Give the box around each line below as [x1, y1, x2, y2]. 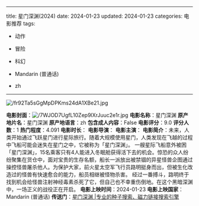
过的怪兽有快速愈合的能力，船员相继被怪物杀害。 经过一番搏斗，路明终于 [11, 171, 190, 178]
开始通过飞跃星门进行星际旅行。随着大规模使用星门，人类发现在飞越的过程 [11, 134, 193, 141]
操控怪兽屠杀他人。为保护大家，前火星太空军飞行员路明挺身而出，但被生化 [6, 164, 188, 170]
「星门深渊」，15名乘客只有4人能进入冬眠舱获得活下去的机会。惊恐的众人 [6, 149, 184, 156]
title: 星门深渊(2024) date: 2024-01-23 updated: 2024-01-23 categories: [6, 12, 182, 20]
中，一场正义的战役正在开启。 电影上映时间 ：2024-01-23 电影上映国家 [6, 186, 179, 193]
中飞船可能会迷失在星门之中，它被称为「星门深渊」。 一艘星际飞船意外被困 [6, 141, 187, 148]
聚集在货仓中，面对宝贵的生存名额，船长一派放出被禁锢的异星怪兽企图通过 [11, 156, 193, 163]
